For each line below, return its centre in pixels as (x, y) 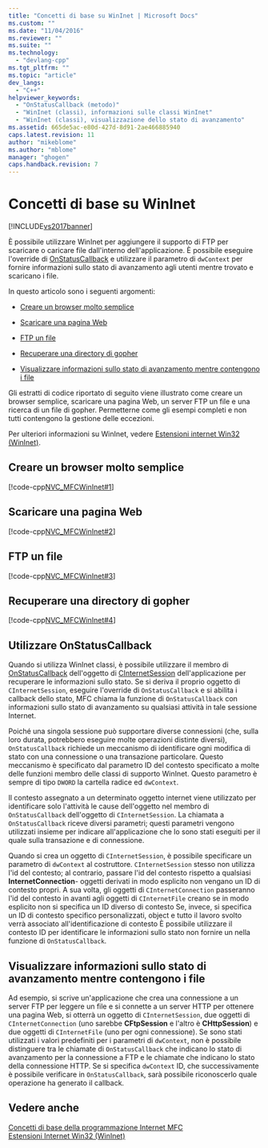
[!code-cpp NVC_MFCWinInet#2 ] (62, 531)
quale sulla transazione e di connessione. (76, 841)
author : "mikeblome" (43, 142)
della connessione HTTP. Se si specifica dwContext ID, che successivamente (134, 1066)
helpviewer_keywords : (44, 98)
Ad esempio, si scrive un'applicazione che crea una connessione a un (123, 997)
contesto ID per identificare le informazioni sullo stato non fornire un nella (129, 933)
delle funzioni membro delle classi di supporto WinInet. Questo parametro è (133, 774)
